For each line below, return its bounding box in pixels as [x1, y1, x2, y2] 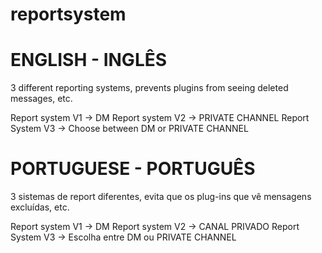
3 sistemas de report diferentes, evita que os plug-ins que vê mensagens [10, 191, 312, 203]
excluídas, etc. [10, 201, 70, 213]
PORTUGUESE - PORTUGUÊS [10, 158, 256, 180]
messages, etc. [10, 93, 73, 105]
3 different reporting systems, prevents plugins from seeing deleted [10, 82, 289, 94]
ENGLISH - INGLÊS [10, 49, 168, 72]
